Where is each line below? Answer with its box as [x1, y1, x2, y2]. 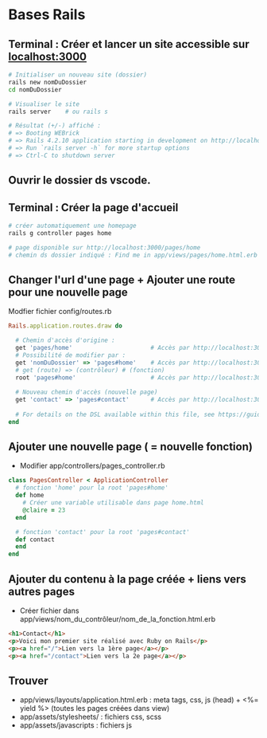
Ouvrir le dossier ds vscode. [8, 174, 151, 187]
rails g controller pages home [8, 229, 112, 237]
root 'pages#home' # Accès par [15, 373, 191, 382]
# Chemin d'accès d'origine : [15, 336, 115, 344]
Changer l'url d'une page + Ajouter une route [8, 273, 236, 286]
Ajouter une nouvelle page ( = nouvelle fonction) [8, 440, 253, 453]
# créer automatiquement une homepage [8, 222, 137, 230]
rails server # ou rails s [8, 108, 109, 116]
